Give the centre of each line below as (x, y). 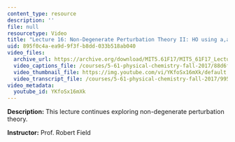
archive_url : (33, 59)
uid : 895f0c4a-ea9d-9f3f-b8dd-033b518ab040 (72, 46)
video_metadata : (31, 85)
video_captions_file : (45, 66)
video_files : (26, 53)
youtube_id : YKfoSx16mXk (50, 92)
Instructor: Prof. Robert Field (49, 133)
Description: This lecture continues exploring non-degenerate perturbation (116, 112)
